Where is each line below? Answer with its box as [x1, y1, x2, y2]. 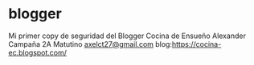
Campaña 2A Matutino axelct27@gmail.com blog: [8, 39, 173, 48]
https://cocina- [171, 39, 222, 48]
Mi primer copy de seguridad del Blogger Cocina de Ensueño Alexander [8, 31, 247, 40]
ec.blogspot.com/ [8, 48, 67, 57]
